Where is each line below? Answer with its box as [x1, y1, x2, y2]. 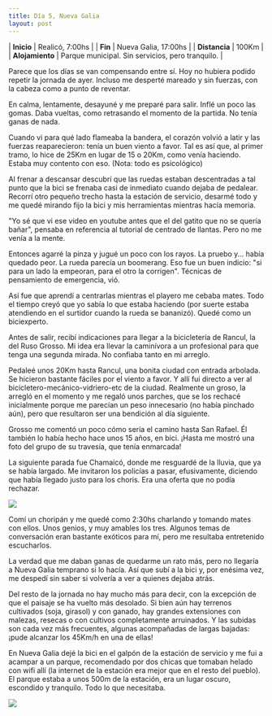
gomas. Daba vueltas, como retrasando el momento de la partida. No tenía [8, 107, 257, 118]
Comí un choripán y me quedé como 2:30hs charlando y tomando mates [8, 514, 252, 524]
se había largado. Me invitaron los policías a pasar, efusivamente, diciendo [8, 465, 258, 476]
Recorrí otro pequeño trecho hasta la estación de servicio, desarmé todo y [8, 191, 258, 201]
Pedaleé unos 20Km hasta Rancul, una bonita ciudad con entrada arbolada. [8, 365, 261, 375]
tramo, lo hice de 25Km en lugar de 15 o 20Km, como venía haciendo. [8, 150, 241, 159]
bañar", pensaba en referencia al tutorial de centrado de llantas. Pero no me [8, 225, 262, 234]
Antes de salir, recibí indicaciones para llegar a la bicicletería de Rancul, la [8, 332, 256, 342]
